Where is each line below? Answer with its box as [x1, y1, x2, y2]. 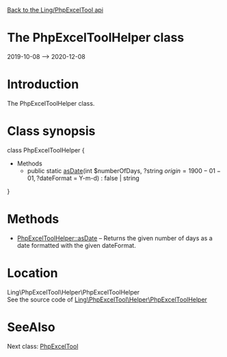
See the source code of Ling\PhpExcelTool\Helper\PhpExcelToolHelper [7, 295, 207, 303]
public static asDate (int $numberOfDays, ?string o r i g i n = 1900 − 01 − [27, 166, 221, 174]
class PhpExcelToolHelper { [7, 146, 85, 154]
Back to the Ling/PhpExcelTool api [7, 6, 104, 14]
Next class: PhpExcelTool [7, 342, 79, 350]
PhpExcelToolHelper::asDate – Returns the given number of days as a [16, 233, 213, 242]
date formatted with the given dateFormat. [16, 241, 137, 249]
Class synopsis [7, 124, 96, 139]
